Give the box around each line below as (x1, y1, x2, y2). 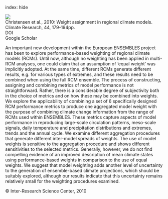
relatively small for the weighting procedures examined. (5, 178, 120, 184)
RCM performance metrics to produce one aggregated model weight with (5, 104, 157, 110)
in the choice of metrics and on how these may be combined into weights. (5, 93, 158, 98)
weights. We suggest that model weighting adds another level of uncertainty (5, 162, 163, 168)
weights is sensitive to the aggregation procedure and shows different (5, 141, 150, 147)
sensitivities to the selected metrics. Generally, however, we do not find (5, 146, 153, 152)
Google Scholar (5, 35, 38, 41)
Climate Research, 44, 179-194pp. (5, 25, 75, 30)
